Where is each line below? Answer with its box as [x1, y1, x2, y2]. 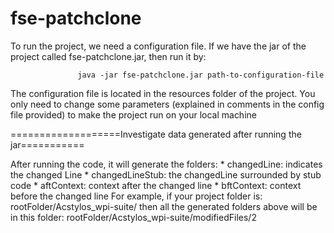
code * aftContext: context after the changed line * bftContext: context [10, 179, 302, 191]
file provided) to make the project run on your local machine [10, 108, 257, 121]
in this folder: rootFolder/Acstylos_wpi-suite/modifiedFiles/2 [10, 211, 257, 223]
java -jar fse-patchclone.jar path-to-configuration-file [77, 70, 325, 80]
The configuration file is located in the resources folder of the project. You [10, 87, 316, 99]
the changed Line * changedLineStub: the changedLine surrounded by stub [10, 168, 322, 181]
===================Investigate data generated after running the [10, 128, 302, 140]
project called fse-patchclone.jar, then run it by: [10, 50, 207, 62]
